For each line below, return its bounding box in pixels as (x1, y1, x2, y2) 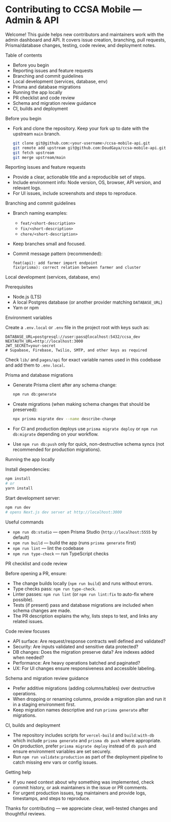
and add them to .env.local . (5, 362, 65, 369)
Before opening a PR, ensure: (5, 570, 67, 576)
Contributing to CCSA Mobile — (5, 4, 142, 15)
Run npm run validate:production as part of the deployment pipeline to (12, 753, 163, 760)
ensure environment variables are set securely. (12, 748, 112, 755)
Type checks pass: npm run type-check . (12, 585, 96, 591)
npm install (5, 476, 31, 482)
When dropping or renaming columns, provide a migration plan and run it (12, 696, 166, 702)
